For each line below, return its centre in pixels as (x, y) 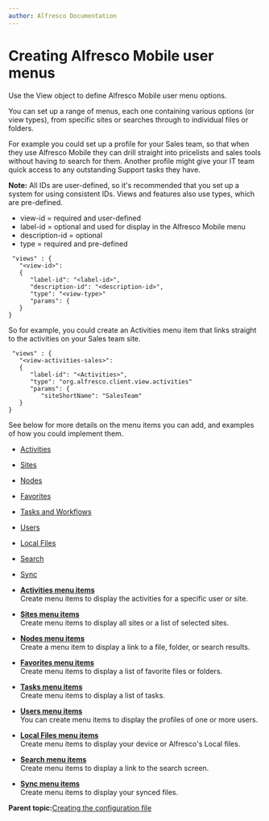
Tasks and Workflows (56, 511)
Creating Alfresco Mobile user (111, 55)
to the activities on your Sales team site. (74, 338)
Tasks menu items (51, 686)
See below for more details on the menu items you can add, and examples (131, 425)
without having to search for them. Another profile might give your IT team (132, 161)
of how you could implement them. (66, 434)
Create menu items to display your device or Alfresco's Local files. (130, 744)
